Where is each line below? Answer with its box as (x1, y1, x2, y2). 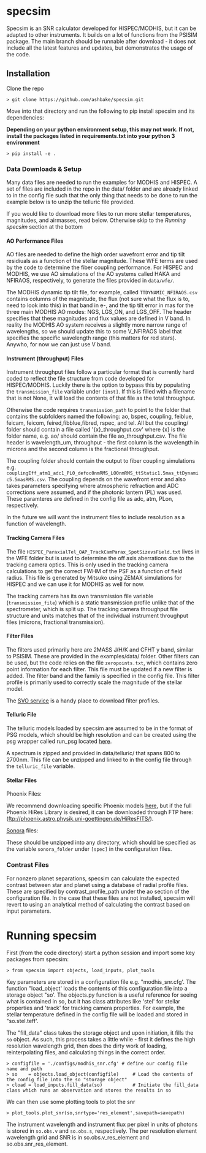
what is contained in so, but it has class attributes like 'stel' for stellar (6, 997, 181, 1005)
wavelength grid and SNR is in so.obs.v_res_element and (6, 1133, 149, 1141)
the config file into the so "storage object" (6, 1076, 128, 1083)
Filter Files (6, 633, 34, 640)
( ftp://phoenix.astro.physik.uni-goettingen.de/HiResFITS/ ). (6, 815, 154, 823)
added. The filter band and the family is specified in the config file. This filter (6, 672, 200, 679)
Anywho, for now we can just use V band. (6, 341, 112, 348)
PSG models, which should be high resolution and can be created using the (6, 731, 197, 739)
